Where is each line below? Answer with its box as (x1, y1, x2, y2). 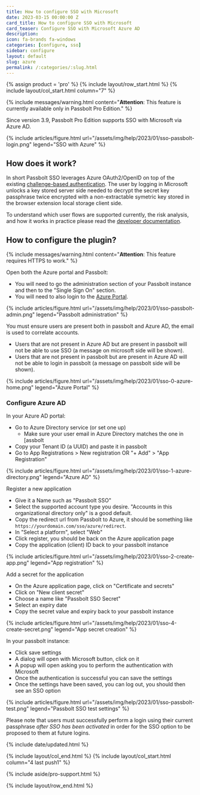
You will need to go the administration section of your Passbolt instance (14, 281, 192, 287)
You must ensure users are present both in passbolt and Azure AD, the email (6, 322, 194, 330)
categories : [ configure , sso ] (6, 42, 82, 48)
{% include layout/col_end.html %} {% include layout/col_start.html (6, 753, 171, 760)
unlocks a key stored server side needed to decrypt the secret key (6, 187, 170, 194)
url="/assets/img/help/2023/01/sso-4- (82, 620, 177, 627)
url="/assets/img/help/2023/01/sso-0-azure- (82, 377, 193, 385)
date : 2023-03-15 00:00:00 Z (6, 14, 79, 20)
